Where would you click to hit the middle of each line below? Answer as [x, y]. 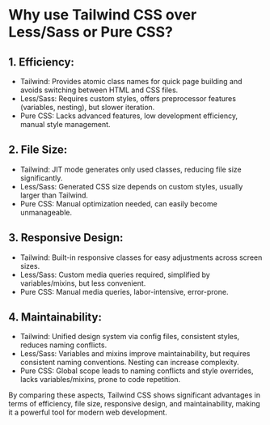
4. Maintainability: [55, 317]
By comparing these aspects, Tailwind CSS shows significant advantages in [135, 395]
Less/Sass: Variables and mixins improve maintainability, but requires [135, 354]
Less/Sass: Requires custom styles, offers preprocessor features [128, 98]
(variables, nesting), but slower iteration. [87, 107]
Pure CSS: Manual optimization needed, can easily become [119, 203]
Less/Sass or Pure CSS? [91, 32]
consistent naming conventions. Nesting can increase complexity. [130, 363]
